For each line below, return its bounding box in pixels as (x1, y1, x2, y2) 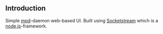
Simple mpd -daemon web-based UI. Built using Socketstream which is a (5, 17, 158, 23)
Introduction (5, 4, 46, 13)
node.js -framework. (5, 23, 47, 29)
